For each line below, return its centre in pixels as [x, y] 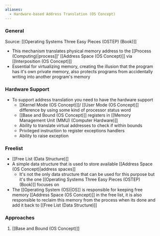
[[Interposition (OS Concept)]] [42, 61]
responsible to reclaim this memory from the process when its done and [84, 200]
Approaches [20, 218]
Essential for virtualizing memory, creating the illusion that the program [82, 66]
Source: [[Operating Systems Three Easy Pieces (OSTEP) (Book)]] [71, 41]
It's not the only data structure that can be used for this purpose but [87, 174]
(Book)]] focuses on [39, 185]
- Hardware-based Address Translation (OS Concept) [63, 14]
